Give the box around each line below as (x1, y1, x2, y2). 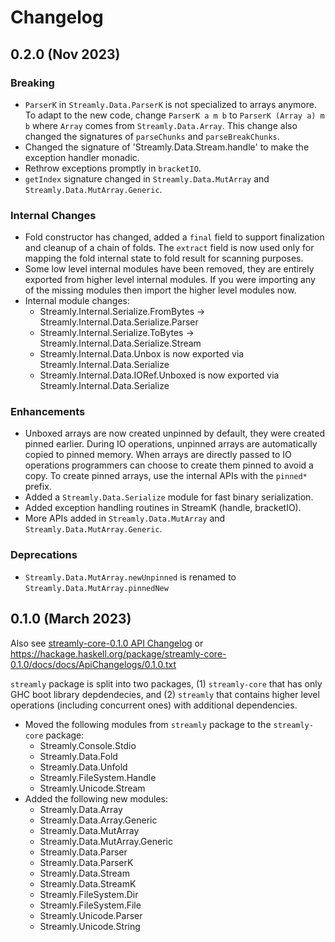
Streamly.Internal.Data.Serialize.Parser (39, 316, 199, 328)
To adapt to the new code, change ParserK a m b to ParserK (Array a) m (24, 109, 325, 121)
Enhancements (10, 405, 86, 419)
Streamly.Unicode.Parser (39, 909, 143, 921)
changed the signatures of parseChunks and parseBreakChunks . (24, 130, 280, 142)
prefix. (24, 481, 52, 493)
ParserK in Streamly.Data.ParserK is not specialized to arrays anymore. (24, 98, 317, 110)
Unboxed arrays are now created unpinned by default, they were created (24, 427, 325, 440)
